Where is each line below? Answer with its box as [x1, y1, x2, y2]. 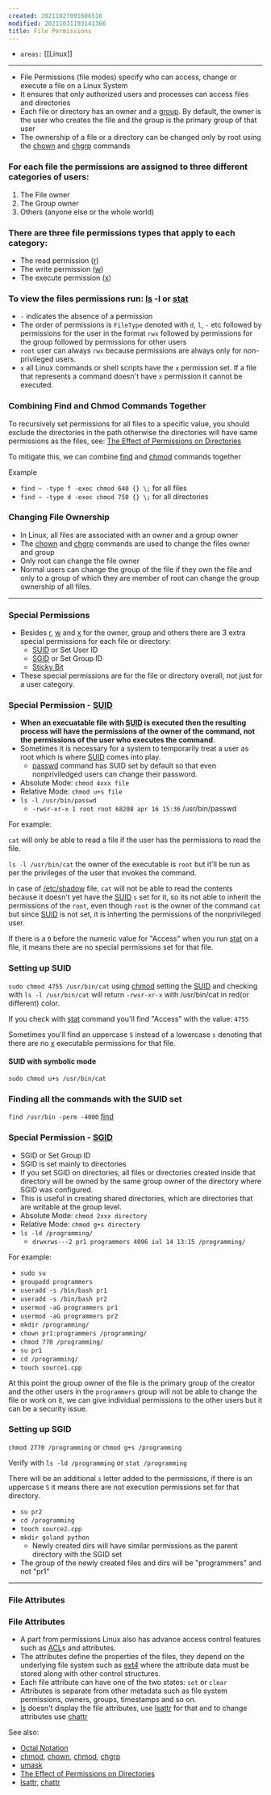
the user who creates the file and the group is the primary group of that [19, 115, 257, 125]
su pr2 [19, 1508, 43, 1516]
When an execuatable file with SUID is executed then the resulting [19, 718, 247, 728]
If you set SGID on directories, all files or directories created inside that [19, 1167, 256, 1177]
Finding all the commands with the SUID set [8, 1093, 183, 1104]
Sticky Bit [31, 663, 65, 672]
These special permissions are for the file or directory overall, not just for [19, 671, 263, 680]
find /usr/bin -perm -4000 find [8, 1111, 115, 1121]
